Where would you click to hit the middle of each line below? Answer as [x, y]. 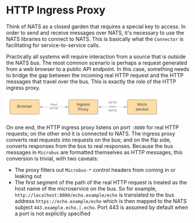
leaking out [28, 176]
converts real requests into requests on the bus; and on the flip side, [89, 140]
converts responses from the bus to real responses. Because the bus [90, 146]
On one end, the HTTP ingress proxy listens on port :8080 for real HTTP [93, 127]
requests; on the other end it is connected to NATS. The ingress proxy [91, 133]
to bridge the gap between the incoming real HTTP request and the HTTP [95, 75]
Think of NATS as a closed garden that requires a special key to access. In [96, 26]
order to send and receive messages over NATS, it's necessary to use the [95, 32]
